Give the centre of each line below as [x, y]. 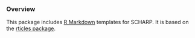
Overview [21, 9]
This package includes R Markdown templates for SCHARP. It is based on [97, 22]
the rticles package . [31, 28]
